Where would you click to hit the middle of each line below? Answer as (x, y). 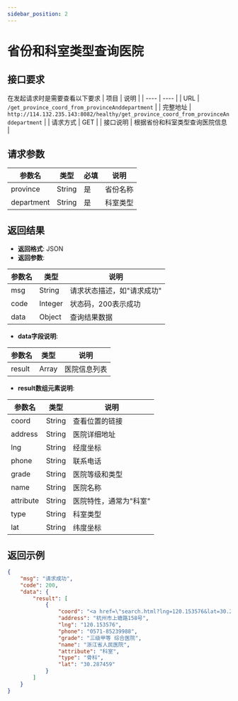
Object (50, 317)
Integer (51, 304)
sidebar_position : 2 (38, 14)
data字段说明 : (38, 336)
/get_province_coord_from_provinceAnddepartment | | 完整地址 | (100, 107)
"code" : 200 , (39, 585)
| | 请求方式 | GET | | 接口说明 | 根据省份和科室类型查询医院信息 (135, 122)
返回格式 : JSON (40, 249)
